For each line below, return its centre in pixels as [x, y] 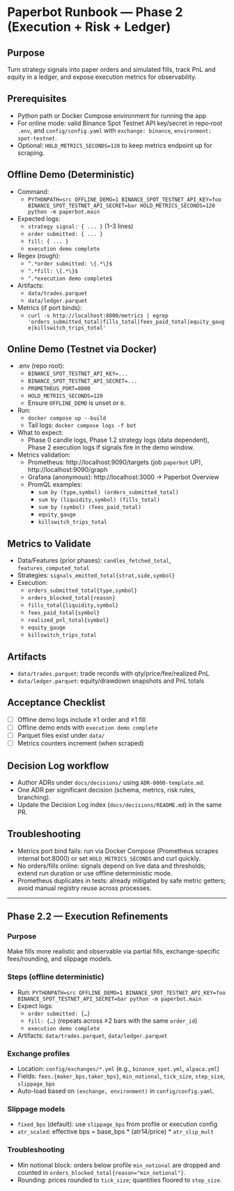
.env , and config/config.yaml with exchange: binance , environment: [115, 131]
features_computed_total [53, 569]
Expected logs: [39, 219]
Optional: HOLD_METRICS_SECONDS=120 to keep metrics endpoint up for [115, 145]
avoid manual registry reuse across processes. [84, 888]
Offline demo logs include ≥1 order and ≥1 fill [81, 719]
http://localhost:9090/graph [68, 470]
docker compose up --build [67, 419]
